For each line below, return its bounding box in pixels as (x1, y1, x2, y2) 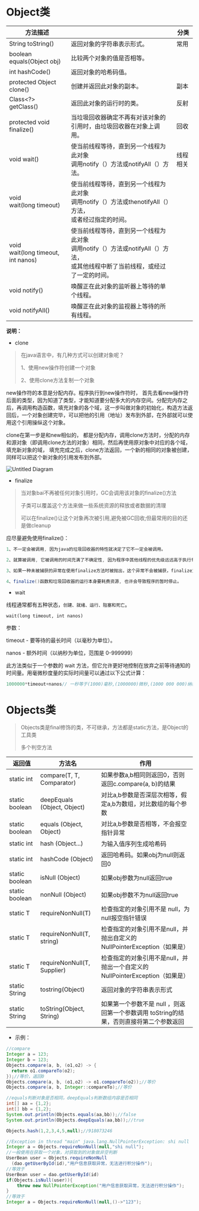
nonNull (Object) (40, 890, 87, 899)
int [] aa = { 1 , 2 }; (6, 1101, 52, 1107)
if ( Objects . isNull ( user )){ (6, 1177, 73, 1183)
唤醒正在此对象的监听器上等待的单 (70, 282, 166, 290)
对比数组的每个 (139, 800, 181, 808)
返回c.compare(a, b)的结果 (101, 780, 176, 788)
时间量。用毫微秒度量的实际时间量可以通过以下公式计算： (6, 669, 146, 676)
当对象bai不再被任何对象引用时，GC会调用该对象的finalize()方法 (20, 489, 176, 496)
